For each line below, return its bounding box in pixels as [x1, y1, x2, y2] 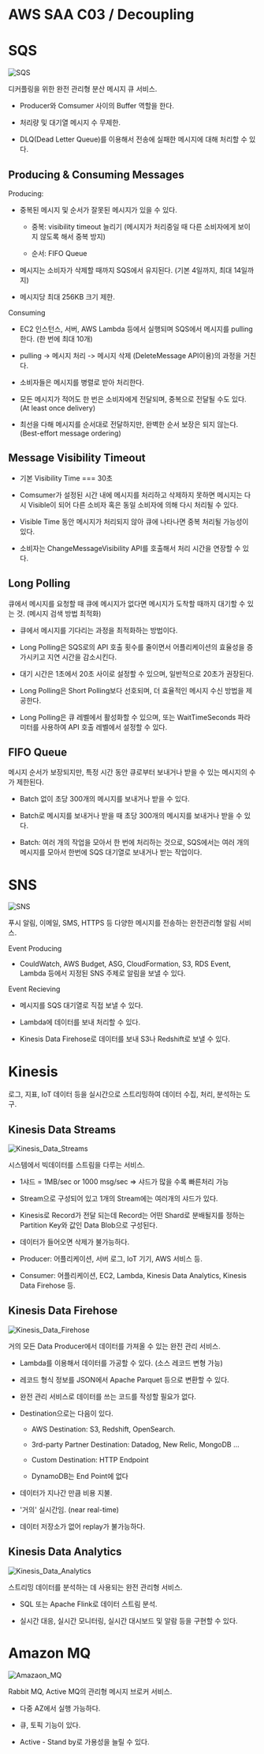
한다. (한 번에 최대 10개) [19, 334, 93, 343]
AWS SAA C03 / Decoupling [8, 6, 195, 24]
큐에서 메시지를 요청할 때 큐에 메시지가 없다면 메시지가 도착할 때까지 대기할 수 [8, 598, 246, 608]
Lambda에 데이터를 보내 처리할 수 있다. [19, 1017, 141, 1027]
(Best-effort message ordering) [19, 428, 122, 438]
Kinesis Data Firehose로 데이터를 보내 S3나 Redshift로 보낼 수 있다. [19, 1034, 231, 1044]
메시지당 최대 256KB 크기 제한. [19, 292, 116, 301]
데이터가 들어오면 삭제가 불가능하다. [19, 1237, 130, 1247]
